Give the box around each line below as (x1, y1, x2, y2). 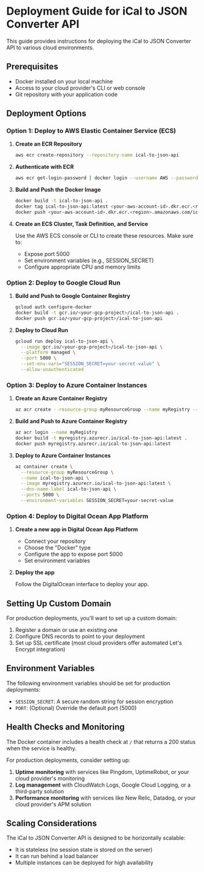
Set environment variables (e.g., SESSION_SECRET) (24, 257, 154, 264)
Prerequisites (6, 62, 58, 72)
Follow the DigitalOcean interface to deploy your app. (15, 581, 149, 588)
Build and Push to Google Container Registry (15, 292, 131, 300)
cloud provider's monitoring (15, 775, 85, 782)
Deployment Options (6, 108, 86, 119)
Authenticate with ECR (15, 163, 74, 171)
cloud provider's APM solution (15, 800, 91, 808)
